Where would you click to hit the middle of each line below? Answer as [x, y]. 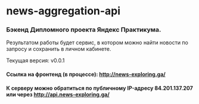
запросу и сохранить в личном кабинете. [59, 49]
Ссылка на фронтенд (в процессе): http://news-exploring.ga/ [86, 74]
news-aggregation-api [63, 11]
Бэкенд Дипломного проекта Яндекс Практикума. [84, 30]
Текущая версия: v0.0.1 [35, 60]
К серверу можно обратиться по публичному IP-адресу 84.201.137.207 [100, 88]
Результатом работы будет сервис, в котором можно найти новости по [97, 42]
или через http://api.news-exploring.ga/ [58, 94]
